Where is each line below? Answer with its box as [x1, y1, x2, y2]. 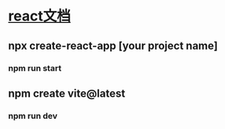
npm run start [8, 62, 61, 73]
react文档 [8, 7, 71, 25]
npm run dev [8, 110, 57, 121]
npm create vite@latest [8, 87, 126, 100]
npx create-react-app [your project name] [8, 39, 218, 52]
